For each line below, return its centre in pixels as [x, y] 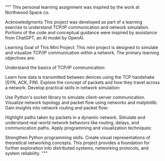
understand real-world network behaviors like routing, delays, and [72, 123]
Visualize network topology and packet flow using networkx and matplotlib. [82, 103]
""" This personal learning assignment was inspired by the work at [72, 7]
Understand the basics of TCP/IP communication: [55, 67]
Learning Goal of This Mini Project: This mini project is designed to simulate [82, 47]
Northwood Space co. [27, 12]
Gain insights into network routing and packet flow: [57, 108]
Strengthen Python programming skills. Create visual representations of [78, 137]
